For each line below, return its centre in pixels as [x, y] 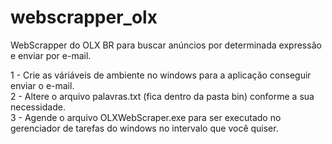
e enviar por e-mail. [51, 55]
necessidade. [38, 107]
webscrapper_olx [84, 17]
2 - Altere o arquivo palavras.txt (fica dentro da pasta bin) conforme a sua [162, 96]
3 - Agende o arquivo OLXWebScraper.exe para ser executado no [146, 117]
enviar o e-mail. [42, 85]
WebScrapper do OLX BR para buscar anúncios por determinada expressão [166, 45]
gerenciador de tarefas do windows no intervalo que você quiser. [144, 128]
